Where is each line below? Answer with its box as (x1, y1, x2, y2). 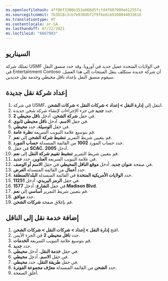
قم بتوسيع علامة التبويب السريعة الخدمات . (13, 237, 92, 244)
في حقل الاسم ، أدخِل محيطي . (13, 254, 69, 260)
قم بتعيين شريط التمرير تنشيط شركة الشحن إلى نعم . (13, 134, 113, 140)
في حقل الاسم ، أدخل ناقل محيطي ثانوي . (13, 118, 89, 124)
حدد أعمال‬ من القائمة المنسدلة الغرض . (13, 167, 86, 173)
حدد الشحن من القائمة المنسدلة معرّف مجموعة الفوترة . (13, 264, 117, 271)
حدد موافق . (13, 193, 35, 199)
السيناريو (6, 50, 30, 58)
